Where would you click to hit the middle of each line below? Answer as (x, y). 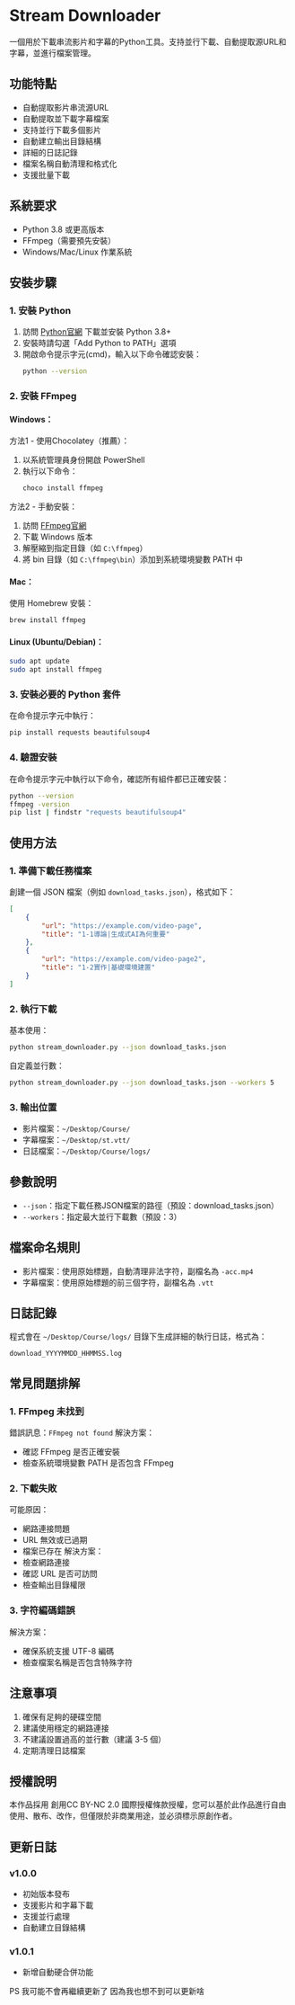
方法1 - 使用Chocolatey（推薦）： (69, 441)
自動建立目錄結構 (54, 1928)
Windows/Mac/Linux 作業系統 (77, 252)
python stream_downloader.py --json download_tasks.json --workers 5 (142, 1083)
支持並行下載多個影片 (61, 129)
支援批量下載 (46, 174)
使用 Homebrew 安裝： (52, 603)
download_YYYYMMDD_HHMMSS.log (66, 1354)
